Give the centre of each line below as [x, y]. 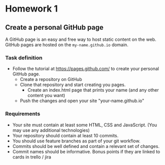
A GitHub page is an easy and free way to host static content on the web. [81, 39]
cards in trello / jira [32, 157]
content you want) [46, 96]
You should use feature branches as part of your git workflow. [76, 141]
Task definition [24, 57]
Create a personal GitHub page [54, 27]
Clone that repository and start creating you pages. [73, 85]
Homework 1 [32, 9]
